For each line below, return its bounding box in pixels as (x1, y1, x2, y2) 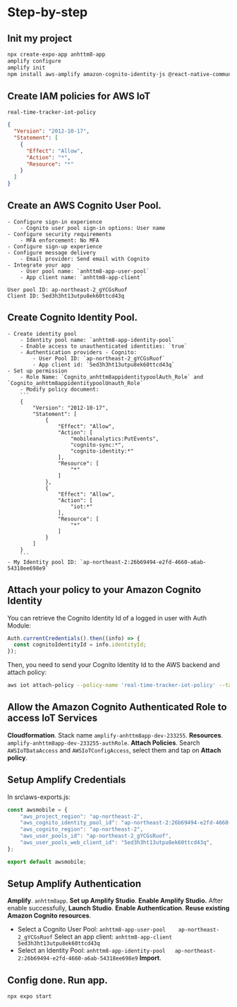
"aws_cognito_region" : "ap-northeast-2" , (20, 826, 143, 833)
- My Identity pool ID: (7, 559, 78, 566)
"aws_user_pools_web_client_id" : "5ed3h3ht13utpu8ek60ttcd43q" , (20, 839, 213, 846)
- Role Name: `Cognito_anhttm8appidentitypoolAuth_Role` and (20, 373, 203, 381)
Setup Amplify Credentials (7, 774, 126, 786)
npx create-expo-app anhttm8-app (7, 51, 106, 58)
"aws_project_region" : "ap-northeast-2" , (20, 812, 143, 820)
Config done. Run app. (7, 974, 108, 986)
